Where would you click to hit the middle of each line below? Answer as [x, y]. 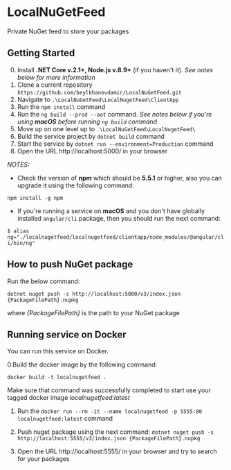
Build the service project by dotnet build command [91, 136]
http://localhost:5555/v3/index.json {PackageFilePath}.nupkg [109, 439]
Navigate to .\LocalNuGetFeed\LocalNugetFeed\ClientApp [98, 99]
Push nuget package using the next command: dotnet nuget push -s [115, 432]
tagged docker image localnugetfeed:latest [68, 398]
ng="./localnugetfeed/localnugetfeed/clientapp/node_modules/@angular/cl [116, 237]
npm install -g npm [35, 198]
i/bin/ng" [21, 243]
